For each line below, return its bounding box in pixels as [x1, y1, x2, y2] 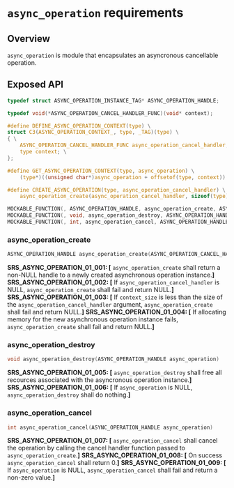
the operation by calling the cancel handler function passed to [7, 444, 186, 452]
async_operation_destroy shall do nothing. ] [7, 390, 131, 399]
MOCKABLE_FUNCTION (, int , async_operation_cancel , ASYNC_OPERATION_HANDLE [7, 218, 229, 226]
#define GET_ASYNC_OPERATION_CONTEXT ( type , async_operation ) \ [7, 167, 195, 174]
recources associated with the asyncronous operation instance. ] [7, 376, 192, 384]
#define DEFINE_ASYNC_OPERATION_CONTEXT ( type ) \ [7, 122, 151, 130]
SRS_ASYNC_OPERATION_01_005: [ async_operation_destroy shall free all [7, 368, 222, 377]
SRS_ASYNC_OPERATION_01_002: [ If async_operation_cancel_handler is [7, 278, 220, 287]
